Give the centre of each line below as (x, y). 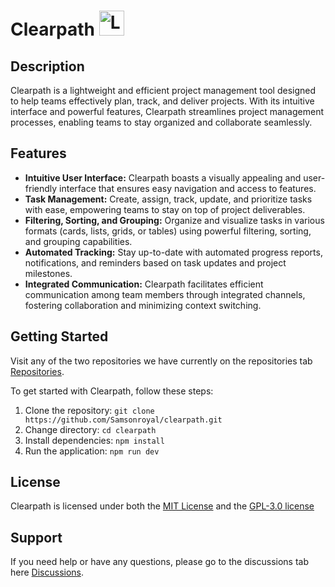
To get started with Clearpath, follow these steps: (112, 391)
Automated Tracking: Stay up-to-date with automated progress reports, (173, 252)
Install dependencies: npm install (94, 440)
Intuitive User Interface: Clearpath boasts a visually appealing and (163, 177)
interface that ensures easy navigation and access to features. (188, 188)
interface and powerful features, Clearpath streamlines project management (167, 111)
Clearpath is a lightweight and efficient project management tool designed (163, 90)
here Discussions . (47, 572)
